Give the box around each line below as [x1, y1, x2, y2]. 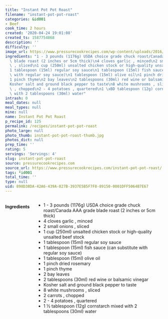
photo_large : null [5, 128, 43, 133]
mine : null [5, 109, 28, 115]
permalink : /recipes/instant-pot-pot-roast [5, 123, 97, 128]
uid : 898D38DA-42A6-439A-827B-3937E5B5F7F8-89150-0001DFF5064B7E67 [5, 184, 149, 189]
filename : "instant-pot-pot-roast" [5, 12, 79, 17]
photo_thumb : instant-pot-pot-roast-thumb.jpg [5, 133, 104, 138]
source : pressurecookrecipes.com [5, 160, 75, 165]
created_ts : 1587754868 [5, 35, 55, 40]
